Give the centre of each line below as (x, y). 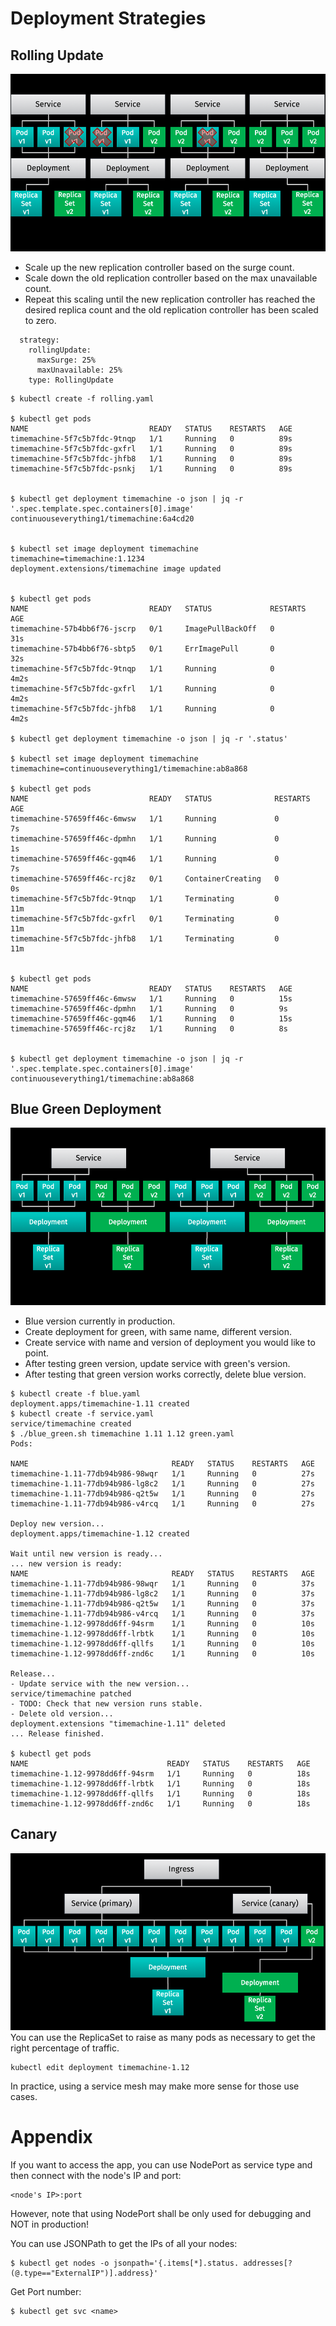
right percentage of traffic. (65, 2048)
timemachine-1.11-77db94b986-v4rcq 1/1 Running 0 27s (162, 1503)
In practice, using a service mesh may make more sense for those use (155, 2086)
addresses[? (268, 2263)
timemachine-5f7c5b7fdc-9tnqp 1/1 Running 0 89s (151, 438)
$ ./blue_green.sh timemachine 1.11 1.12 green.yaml (122, 1433)
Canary (34, 1834)
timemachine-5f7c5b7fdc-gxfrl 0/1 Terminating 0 (145, 918)
